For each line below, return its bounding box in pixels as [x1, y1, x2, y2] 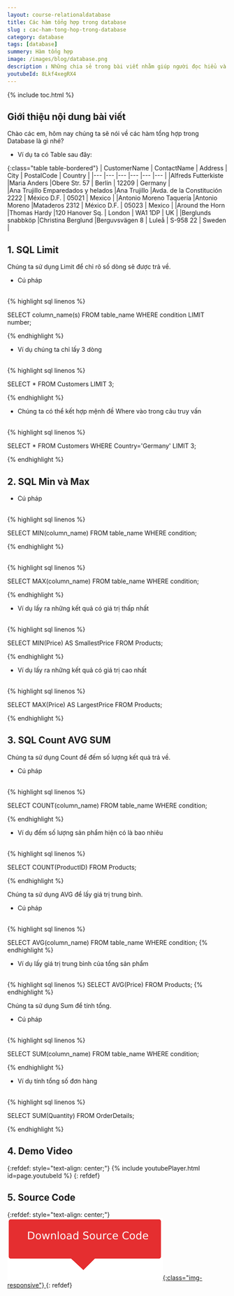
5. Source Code [7, 1192, 75, 1203]
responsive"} [7, 1281, 45, 1289]
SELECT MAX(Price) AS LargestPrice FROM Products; [7, 701, 163, 709]
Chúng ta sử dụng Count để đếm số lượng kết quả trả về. [7, 753, 171, 761]
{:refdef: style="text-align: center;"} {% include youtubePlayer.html [7, 1164, 200, 1172]
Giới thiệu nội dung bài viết [7, 111, 126, 123]
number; [7, 318, 32, 327]
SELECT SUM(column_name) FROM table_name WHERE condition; [7, 1049, 199, 1058]
